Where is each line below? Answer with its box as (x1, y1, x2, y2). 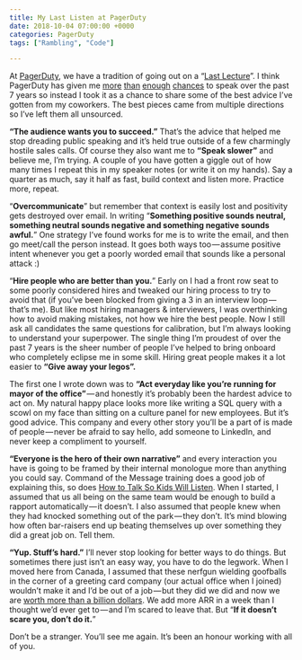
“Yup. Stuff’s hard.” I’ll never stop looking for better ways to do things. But (9, 547, 287, 558)
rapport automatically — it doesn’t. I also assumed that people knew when (9, 501, 281, 512)
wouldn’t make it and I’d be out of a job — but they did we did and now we (9, 585, 280, 596)
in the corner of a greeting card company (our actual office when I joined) (9, 576, 282, 586)
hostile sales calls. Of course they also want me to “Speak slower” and (9, 145, 274, 156)
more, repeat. (9, 183, 60, 194)
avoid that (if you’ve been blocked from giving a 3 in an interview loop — (9, 295, 277, 305)
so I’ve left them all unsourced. (9, 109, 124, 119)
